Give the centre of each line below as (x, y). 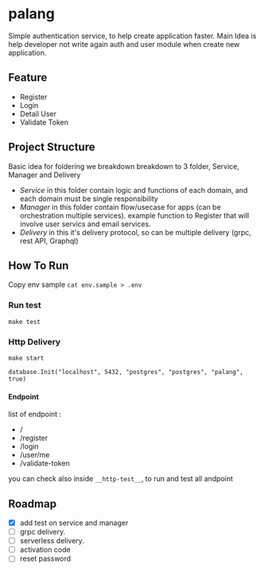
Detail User (38, 114)
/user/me (35, 455)
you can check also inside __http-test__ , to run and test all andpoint (120, 479)
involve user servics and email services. (85, 224)
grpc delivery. (43, 532)
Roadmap (33, 504)
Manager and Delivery (45, 175)
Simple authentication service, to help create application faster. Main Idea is (132, 36)
